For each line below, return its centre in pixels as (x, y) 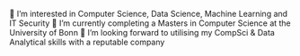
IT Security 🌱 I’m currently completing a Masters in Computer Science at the (150, 23)
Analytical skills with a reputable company (87, 42)
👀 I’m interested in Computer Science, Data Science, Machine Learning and (149, 14)
